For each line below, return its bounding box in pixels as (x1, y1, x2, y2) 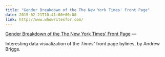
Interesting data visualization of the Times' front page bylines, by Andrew (5, 41, 160, 47)
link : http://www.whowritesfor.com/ (5, 17, 84, 22)
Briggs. (5, 46, 20, 52)
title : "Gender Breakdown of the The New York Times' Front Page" (5, 7, 150, 13)
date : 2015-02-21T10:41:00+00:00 (5, 12, 77, 17)
